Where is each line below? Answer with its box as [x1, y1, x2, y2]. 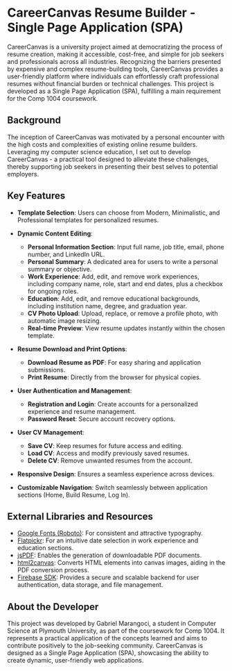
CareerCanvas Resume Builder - [7, 5, 196, 21]
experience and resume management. [27, 407, 136, 415]
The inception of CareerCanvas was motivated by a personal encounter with [7, 133, 225, 141]
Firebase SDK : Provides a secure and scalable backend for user [17, 573, 199, 581]
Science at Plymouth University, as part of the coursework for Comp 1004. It [7, 627, 225, 635]
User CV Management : [17, 428, 84, 436]
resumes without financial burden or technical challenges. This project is [7, 79, 215, 88]
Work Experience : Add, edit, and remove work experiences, [27, 272, 199, 281]
